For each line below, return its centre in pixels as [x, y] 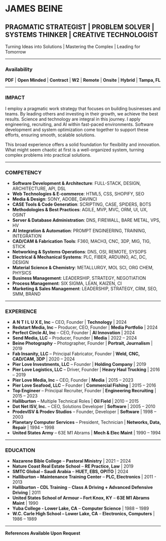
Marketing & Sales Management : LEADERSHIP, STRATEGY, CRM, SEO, [85, 289]
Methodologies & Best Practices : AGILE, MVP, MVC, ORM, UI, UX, [80, 209]
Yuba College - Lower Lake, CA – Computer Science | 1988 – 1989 [81, 508]
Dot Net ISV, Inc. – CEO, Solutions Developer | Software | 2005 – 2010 [84, 407]
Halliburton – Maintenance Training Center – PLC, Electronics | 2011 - [84, 477]
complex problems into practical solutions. [48, 155]
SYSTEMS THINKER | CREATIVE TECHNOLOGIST [82, 34]
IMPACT [15, 98]
